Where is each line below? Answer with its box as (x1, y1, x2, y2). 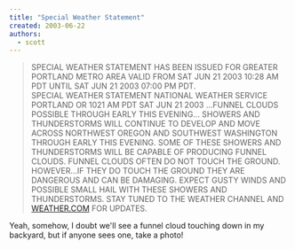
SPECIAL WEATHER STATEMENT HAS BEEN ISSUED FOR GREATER (30, 62, 278, 73)
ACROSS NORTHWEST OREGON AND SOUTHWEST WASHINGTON (30, 128, 278, 138)
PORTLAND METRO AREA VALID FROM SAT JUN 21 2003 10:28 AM (30, 72, 280, 82)
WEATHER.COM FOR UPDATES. (30, 203, 148, 214)
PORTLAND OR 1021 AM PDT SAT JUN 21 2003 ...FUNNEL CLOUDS (30, 99, 279, 111)
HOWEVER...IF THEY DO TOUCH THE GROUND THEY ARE (30, 166, 245, 176)
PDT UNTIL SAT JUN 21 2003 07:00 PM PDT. (30, 81, 196, 91)
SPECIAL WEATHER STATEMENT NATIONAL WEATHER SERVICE (30, 90, 268, 101)
